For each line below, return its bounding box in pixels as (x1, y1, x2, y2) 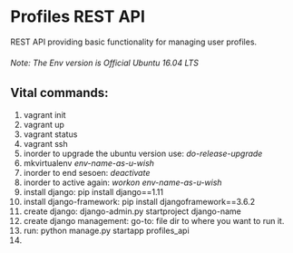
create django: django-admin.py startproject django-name (23, 206, 241, 217)
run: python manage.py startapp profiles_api (23, 225, 190, 236)
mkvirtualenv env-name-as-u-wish (23, 157, 155, 169)
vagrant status (23, 129, 78, 140)
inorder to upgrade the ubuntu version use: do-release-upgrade (23, 148, 263, 159)
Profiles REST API (10, 6, 146, 27)
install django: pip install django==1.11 (23, 186, 164, 197)
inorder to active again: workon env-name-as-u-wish (23, 177, 222, 188)
